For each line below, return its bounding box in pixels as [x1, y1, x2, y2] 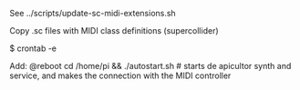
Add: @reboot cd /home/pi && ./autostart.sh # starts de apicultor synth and [9, 61, 292, 71]
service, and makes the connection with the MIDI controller [9, 70, 232, 81]
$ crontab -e [9, 43, 57, 54]
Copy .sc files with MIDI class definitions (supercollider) [9, 25, 219, 35]
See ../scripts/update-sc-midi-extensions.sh [9, 8, 176, 18]
